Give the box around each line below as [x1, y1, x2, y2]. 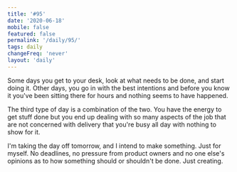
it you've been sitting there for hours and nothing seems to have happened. [7, 91, 228, 100]
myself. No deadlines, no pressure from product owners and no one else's [7, 149, 225, 157]
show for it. [7, 127, 41, 136]
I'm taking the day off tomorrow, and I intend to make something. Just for [7, 141, 221, 150]
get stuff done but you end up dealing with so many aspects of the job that [7, 112, 226, 121]
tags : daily [7, 43, 43, 50]
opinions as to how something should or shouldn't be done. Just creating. [7, 156, 223, 165]
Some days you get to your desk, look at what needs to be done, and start [7, 76, 224, 85]
